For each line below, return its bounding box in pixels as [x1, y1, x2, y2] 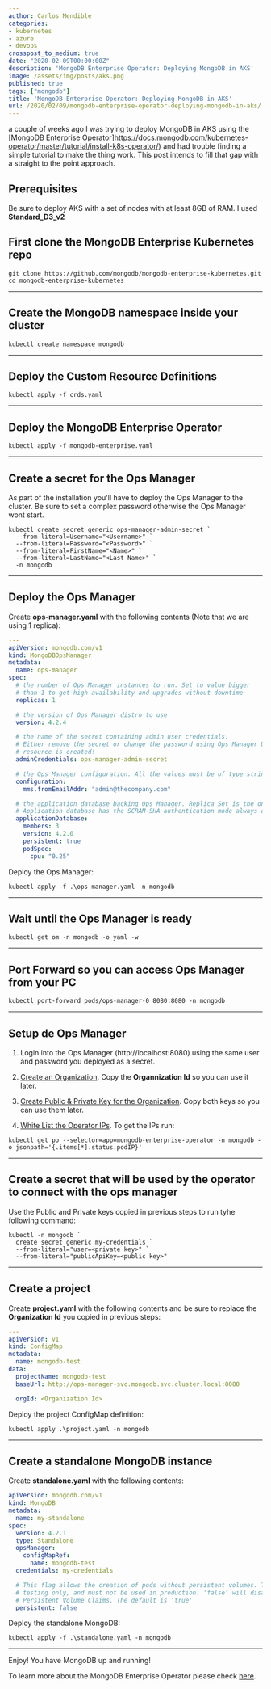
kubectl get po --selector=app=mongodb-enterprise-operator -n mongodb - [8, 1136, 262, 1144]
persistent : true [23, 837, 81, 845]
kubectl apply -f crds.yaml [8, 391, 103, 399]
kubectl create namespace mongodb [8, 340, 125, 348]
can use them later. [19, 1105, 85, 1114]
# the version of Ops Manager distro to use [15, 710, 168, 719]
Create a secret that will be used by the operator [8, 1173, 256, 1186]
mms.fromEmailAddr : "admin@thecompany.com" [23, 785, 172, 793]
